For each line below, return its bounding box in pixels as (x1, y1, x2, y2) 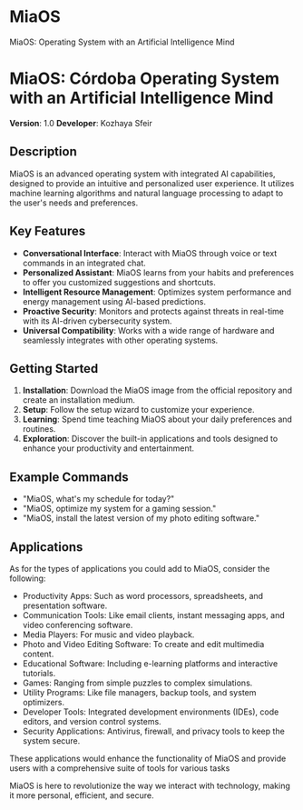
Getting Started (9, 361, 99, 376)
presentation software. (22, 600, 108, 611)
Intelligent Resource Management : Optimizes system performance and (22, 286, 292, 297)
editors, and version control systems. (22, 715, 161, 726)
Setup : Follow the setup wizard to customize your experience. (22, 405, 255, 415)
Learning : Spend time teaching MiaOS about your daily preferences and (22, 414, 293, 425)
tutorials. (22, 667, 56, 678)
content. (22, 648, 54, 659)
